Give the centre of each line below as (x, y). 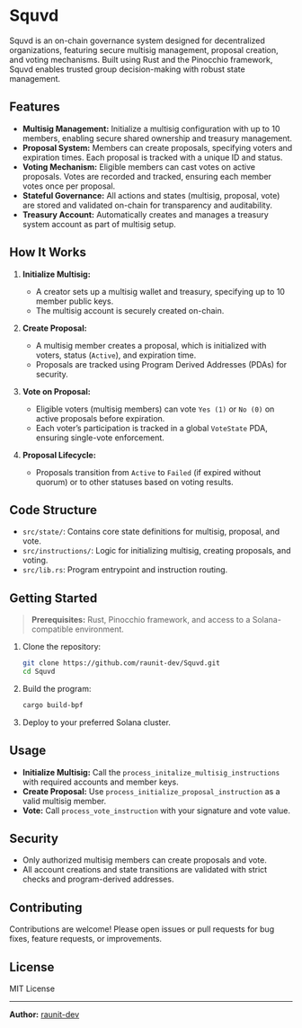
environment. (99, 629)
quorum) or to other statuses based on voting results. (134, 482)
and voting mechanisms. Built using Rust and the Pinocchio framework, (141, 59)
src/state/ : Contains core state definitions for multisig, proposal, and (151, 532)
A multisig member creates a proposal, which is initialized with (151, 345)
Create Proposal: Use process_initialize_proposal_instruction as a (151, 791)
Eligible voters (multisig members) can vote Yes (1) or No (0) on (155, 409)
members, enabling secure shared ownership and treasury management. (157, 138)
